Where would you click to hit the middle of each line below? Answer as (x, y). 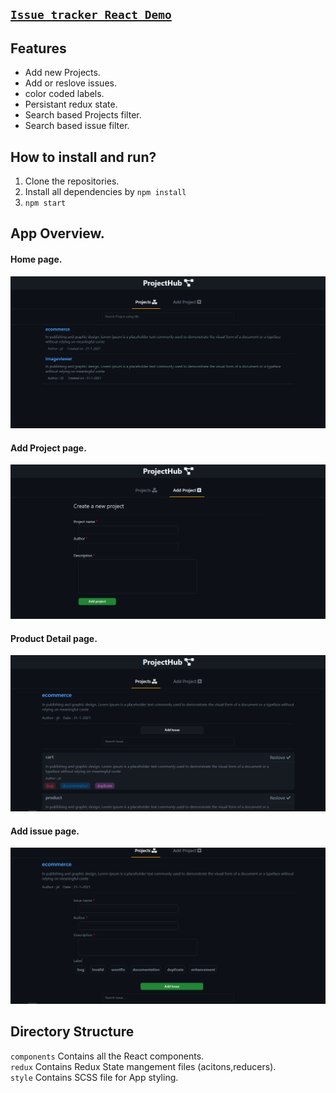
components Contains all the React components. (107, 1056)
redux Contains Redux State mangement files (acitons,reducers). (143, 1066)
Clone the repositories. (72, 181)
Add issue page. (45, 831)
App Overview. (57, 233)
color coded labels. (64, 94)
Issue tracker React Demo (91, 15)
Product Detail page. (54, 638)
